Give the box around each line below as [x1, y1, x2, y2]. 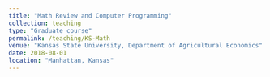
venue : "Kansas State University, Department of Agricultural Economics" [8, 42, 264, 50]
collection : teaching [8, 19, 82, 27]
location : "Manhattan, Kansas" [8, 57, 114, 65]
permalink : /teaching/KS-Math [8, 34, 111, 43]
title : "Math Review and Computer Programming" [8, 11, 173, 20]
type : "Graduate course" [8, 26, 92, 34]
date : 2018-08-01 [8, 49, 67, 57]
